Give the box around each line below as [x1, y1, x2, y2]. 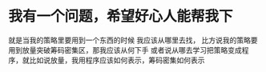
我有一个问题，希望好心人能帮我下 [8, 7, 234, 26]
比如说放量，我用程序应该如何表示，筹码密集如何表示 [29, 55, 205, 65]
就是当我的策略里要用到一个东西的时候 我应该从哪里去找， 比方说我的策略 [8, 35, 251, 45]
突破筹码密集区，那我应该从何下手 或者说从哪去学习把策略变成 [35, 45, 242, 54]
